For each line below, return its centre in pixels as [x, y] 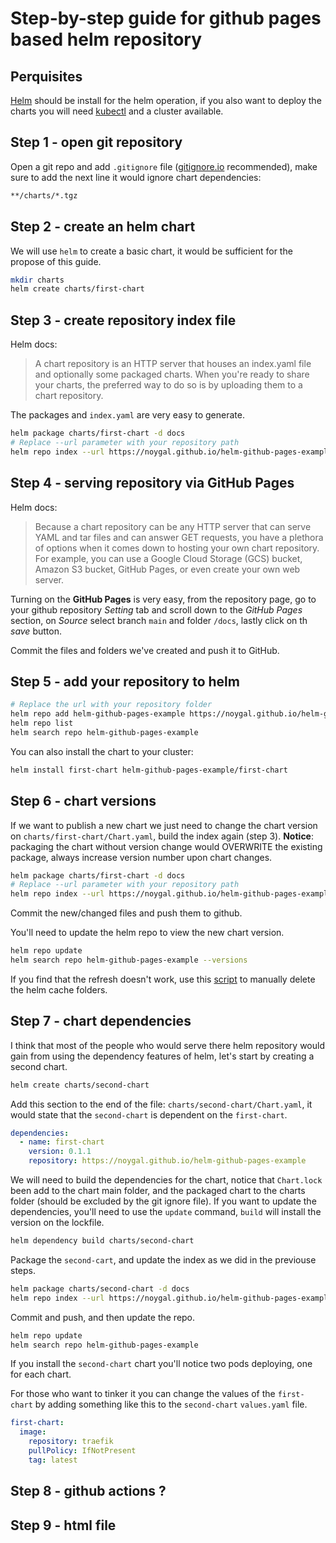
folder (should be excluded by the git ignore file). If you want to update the [163, 1201]
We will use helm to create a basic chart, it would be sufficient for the [151, 251]
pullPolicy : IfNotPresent [82, 1451]
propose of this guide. [56, 261]
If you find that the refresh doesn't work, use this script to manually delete [163, 979]
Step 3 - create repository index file [123, 320]
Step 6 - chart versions [83, 801]
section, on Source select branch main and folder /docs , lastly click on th [159, 620]
